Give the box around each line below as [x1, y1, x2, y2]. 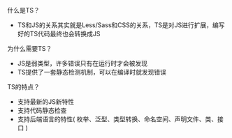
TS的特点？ [7, 83, 41, 91]
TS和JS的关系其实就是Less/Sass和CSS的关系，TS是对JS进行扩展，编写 [17, 21, 225, 29]
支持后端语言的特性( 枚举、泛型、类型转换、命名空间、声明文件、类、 [17, 115, 218, 123]
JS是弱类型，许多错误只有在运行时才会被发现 [17, 59, 148, 68]
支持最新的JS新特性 [17, 98, 75, 106]
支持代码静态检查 [17, 107, 67, 114]
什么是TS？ [7, 6, 41, 14]
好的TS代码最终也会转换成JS [17, 30, 101, 38]
